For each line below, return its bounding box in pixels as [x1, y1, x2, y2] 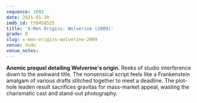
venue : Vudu [6, 43, 36, 49]
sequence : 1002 [6, 8, 44, 15]
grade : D [6, 31, 28, 37]
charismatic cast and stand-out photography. [6, 89, 118, 96]
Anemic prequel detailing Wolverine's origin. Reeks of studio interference [6, 64, 192, 71]
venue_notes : [6, 48, 39, 54]
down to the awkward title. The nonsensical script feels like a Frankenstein [6, 70, 190, 78]
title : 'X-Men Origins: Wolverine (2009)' [6, 25, 114, 32]
